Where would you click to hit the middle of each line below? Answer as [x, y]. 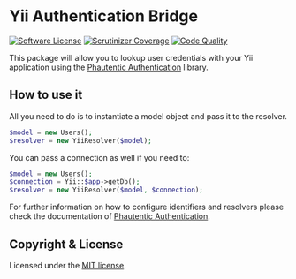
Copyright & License [66, 244]
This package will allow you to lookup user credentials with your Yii [131, 57]
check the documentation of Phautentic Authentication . [110, 216]
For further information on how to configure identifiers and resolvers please [147, 207]
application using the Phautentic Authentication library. [109, 67]
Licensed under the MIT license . [68, 265]
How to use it [46, 95]
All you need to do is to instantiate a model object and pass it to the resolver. [148, 116]
